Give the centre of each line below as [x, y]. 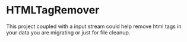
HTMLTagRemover [53, 10]
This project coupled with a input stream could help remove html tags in [94, 26]
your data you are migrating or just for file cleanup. [68, 32]
